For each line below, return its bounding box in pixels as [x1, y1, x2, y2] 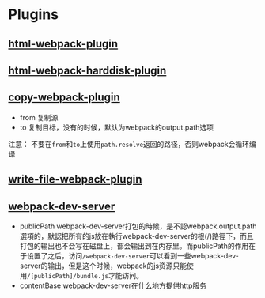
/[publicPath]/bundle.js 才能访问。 [26, 270, 144, 280]
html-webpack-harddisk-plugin [8, 63, 167, 77]
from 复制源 [19, 112, 59, 122]
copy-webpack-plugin [8, 91, 120, 104]
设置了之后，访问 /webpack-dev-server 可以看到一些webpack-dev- [26, 251, 240, 260]
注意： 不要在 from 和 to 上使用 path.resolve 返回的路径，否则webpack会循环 [8, 139, 250, 149]
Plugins [8, 6, 59, 24]
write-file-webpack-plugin [8, 172, 142, 187]
